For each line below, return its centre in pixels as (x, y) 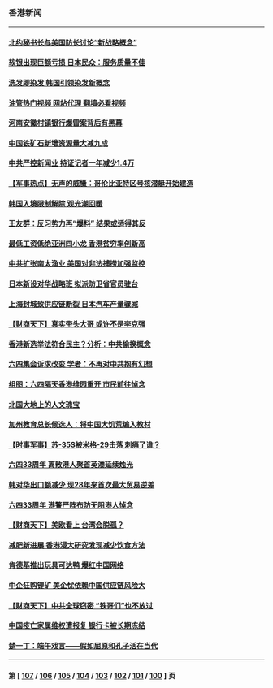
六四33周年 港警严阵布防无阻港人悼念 (71, 504)
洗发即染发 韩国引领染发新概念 (59, 83)
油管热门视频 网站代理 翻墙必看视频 (67, 102)
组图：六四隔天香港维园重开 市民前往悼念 (77, 384)
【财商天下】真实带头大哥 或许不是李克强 (77, 324)
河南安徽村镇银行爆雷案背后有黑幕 (65, 123)
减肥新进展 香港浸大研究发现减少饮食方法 (77, 545)
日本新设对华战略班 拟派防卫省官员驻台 (74, 284)
